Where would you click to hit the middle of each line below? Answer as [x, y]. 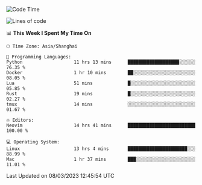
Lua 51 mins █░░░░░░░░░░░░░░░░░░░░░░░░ [101, 83]
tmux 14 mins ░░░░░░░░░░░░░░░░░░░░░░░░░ [101, 104]
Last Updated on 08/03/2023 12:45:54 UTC [60, 176]
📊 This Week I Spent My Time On [49, 33]
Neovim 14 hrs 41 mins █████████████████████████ [101, 125]
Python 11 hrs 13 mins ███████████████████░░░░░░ [101, 62]
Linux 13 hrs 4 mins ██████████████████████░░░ [101, 149]
